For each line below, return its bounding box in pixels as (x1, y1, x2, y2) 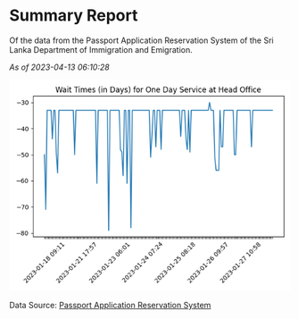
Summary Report (9, 5, 138, 26)
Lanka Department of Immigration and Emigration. (9, 44, 194, 55)
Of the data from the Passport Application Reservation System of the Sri (9, 35, 274, 46)
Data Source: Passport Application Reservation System (9, 299, 211, 310)
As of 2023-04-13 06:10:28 (9, 62, 110, 72)
